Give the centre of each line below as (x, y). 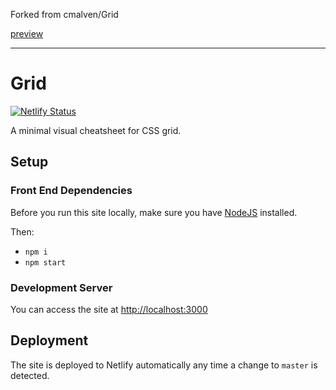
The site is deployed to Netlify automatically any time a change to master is (164, 365)
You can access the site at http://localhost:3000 (109, 309)
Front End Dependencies (71, 191)
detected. (30, 375)
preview (27, 33)
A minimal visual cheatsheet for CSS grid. (96, 130)
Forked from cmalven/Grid (64, 14)
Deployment (49, 340)
